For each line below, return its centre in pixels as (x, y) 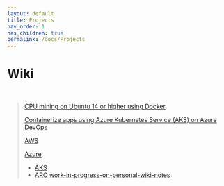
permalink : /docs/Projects (46, 40)
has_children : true (35, 33)
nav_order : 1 (26, 26)
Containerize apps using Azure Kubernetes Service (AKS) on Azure (120, 120)
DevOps (36, 127)
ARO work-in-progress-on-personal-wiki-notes (102, 175)
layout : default (31, 14)
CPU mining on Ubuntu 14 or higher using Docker (95, 107)
